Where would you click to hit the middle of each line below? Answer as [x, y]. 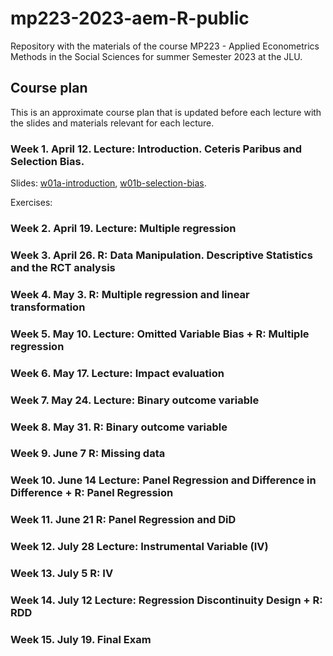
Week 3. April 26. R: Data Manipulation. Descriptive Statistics [161, 255]
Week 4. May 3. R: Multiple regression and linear [130, 294]
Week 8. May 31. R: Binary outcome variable [119, 427]
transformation [48, 307]
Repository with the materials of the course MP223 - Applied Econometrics [165, 46]
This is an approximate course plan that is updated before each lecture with [166, 112]
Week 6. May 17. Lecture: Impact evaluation [117, 373]
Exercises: [31, 203]
